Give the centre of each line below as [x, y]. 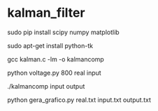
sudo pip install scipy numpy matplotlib [64, 32]
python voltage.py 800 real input [54, 73]
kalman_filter [46, 13]
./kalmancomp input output [46, 86]
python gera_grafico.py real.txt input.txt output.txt [79, 100]
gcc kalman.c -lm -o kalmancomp [56, 59]
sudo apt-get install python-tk [50, 45]
